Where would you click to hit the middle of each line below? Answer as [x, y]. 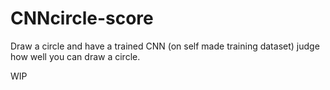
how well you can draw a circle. [75, 56]
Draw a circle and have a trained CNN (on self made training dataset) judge [165, 46]
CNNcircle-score [82, 18]
